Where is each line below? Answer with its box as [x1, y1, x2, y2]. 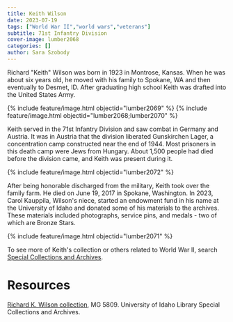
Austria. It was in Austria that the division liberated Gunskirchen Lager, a [7, 132, 214, 140]
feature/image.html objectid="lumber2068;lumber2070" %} [7, 111, 179, 119]
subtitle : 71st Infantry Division [7, 29, 108, 37]
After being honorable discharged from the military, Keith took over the [7, 181, 210, 190]
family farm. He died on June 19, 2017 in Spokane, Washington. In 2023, [7, 189, 214, 197]
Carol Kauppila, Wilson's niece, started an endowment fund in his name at [7, 196, 219, 204]
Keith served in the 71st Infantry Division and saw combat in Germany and [7, 125, 219, 133]
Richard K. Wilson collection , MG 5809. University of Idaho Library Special [7, 300, 220, 309]
